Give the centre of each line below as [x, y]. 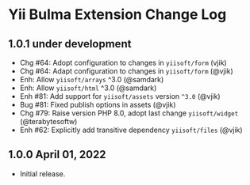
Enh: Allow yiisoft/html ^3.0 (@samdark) [88, 88]
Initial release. [42, 174]
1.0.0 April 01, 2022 [57, 155]
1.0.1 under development [70, 44]
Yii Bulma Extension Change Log [117, 15]
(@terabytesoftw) [48, 121]
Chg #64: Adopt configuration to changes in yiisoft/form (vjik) [123, 62]
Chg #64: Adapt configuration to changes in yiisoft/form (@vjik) [127, 71]
